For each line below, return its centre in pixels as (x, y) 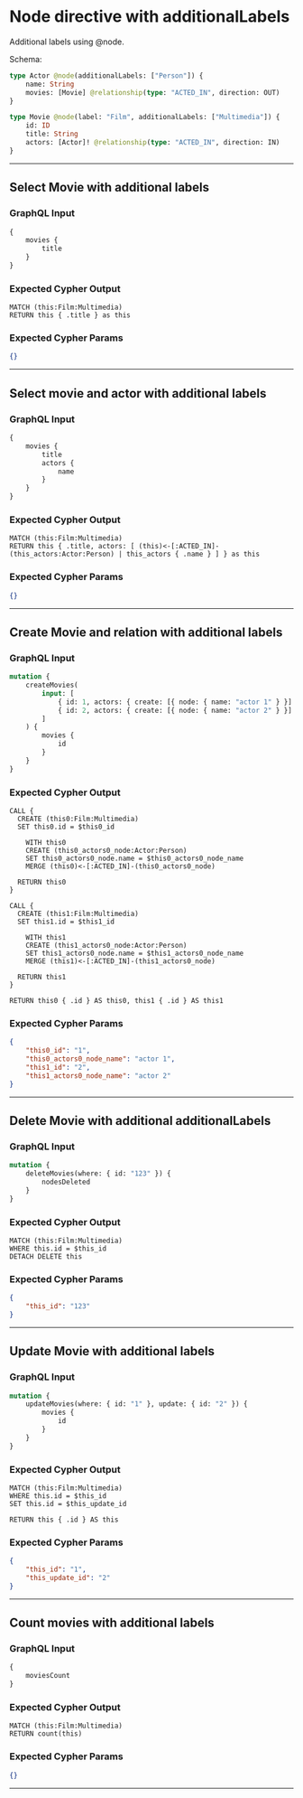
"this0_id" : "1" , (58, 1051)
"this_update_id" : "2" (68, 1578)
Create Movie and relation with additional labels (146, 632)
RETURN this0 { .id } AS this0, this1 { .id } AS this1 (116, 1000)
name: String (50, 84)
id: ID (38, 126)
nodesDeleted (66, 1182)
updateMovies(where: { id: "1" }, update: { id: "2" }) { (137, 1404)
